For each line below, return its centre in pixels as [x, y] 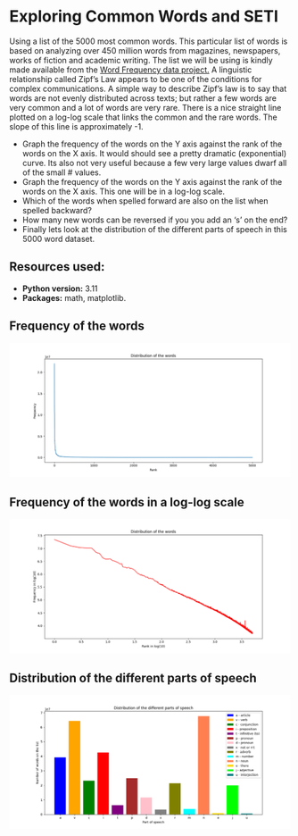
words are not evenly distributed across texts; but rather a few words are [143, 98]
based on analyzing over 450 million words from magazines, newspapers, [145, 50]
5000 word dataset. [58, 238]
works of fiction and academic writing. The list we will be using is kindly [141, 60]
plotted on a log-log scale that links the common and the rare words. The [144, 117]
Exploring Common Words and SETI [144, 17]
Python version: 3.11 [60, 288]
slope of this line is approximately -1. [77, 126]
